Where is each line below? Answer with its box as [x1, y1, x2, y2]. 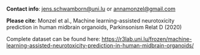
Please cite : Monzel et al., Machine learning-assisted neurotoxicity [6, 17, 175, 24]
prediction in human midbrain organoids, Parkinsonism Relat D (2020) [6, 24, 182, 31]
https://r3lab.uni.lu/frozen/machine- [102, 35, 192, 42]
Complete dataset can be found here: [6, 35, 101, 42]
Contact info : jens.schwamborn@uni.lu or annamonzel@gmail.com [6, 5, 176, 12]
